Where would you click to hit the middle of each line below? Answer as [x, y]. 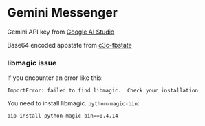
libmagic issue [32, 63]
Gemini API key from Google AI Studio [61, 32]
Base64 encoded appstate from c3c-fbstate [69, 45]
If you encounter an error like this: [55, 78]
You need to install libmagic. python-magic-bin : [73, 103]
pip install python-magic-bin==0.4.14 [63, 116]
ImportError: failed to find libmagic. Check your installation [102, 91]
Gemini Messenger [63, 13]
